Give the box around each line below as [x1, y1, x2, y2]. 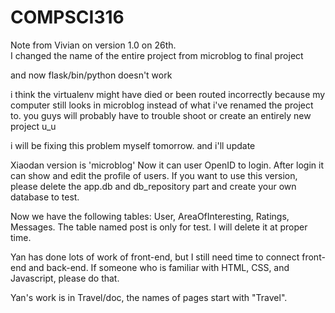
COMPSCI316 [10, 6, 125, 29]
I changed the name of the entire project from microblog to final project [10, 49, 304, 61]
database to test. [10, 191, 80, 203]
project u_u [10, 120, 57, 132]
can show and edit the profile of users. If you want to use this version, [10, 169, 298, 181]
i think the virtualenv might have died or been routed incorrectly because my [10, 88, 326, 100]
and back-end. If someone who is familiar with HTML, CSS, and [28, 261, 290, 273]
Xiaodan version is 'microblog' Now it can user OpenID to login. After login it [10, 159, 324, 171]
